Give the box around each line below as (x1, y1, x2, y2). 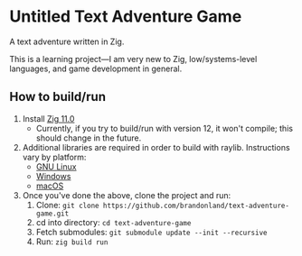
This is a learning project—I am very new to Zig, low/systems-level (9, 53, 258, 64)
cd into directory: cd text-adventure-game (35, 216, 192, 227)
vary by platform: (22, 151, 87, 162)
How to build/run (9, 89, 107, 105)
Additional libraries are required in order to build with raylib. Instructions (22, 142, 291, 152)
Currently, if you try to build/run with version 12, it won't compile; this (35, 123, 294, 133)
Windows (35, 170, 71, 181)
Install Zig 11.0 (22, 113, 75, 123)
